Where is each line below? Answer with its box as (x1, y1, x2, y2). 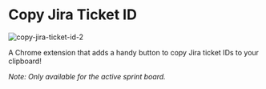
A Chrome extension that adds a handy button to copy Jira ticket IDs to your (8, 47, 259, 57)
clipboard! (8, 56, 42, 66)
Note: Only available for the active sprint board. (8, 71, 166, 81)
